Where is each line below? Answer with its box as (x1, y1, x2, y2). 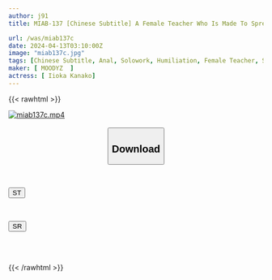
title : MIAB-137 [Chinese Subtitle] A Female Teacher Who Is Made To (8, 19, 249, 28)
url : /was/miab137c (8, 34, 74, 42)
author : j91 (8, 11, 49, 20)
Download (112, 143, 160, 155)
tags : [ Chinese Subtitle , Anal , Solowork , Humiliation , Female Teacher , (8, 57, 259, 65)
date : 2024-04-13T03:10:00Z (8, 41, 104, 50)
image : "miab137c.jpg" (8, 50, 85, 58)
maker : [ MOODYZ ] (8, 64, 74, 73)
